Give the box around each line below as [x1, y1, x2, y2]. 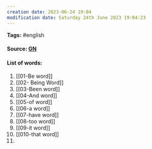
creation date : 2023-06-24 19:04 [7, 9, 92, 15]
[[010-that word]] [15, 131, 60, 138]
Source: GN [7, 45, 37, 52]
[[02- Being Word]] [15, 79, 64, 86]
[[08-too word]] [15, 118, 55, 125]
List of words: [7, 59, 43, 66]
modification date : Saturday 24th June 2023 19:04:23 [7, 15, 147, 21]
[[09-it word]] [15, 124, 50, 131]
